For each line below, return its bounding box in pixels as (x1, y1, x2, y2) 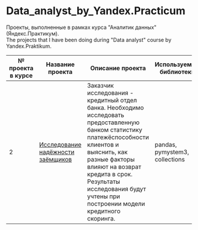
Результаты (87, 177, 121, 186)
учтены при (87, 192, 120, 200)
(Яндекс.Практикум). (6, 30, 60, 37)
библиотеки (160, 67, 196, 76)
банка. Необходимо (87, 103, 144, 112)
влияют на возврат (87, 163, 141, 171)
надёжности (39, 148, 75, 156)
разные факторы (87, 155, 135, 163)
